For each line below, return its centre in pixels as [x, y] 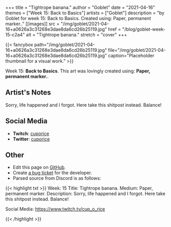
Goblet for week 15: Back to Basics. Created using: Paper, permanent [78, 18]
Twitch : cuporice [31, 134]
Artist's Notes [28, 93]
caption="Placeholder [131, 55]
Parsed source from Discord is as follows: [57, 178]
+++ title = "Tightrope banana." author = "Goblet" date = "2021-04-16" [80, 7]
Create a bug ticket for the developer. [52, 173]
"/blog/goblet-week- [144, 29]
